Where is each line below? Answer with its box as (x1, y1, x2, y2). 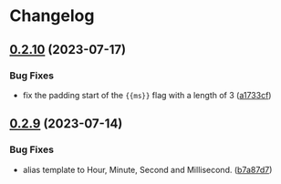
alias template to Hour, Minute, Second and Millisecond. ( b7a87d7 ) (22, 164, 273, 175)
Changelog (9, 5, 95, 26)
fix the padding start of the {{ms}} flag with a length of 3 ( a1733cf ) (22, 89, 272, 100)
